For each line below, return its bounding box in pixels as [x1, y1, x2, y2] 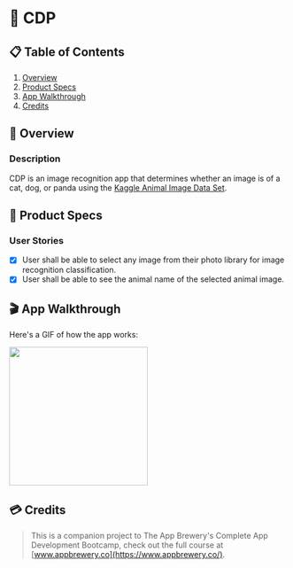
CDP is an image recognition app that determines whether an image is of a [9, 173, 281, 183]
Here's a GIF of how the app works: [9, 330, 139, 340]
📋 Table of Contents [9, 44, 126, 59]
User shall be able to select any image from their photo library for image [21, 254, 285, 265]
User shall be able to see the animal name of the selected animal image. [21, 274, 285, 284]
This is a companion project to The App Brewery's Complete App [30, 531, 268, 541]
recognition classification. [21, 265, 117, 276]
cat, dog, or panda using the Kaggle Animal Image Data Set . [9, 182, 227, 193]
